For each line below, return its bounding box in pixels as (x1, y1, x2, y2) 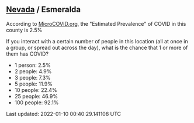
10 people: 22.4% (14, 86, 57, 93)
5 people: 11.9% (14, 80, 53, 87)
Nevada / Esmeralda (6, 5, 81, 15)
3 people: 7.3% (14, 74, 51, 81)
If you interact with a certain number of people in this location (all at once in (6, 37, 188, 45)
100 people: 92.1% (14, 99, 59, 106)
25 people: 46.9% (14, 93, 58, 100)
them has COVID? (6, 50, 49, 57)
